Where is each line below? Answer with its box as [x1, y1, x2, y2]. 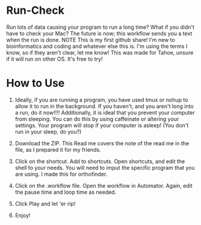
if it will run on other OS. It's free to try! [6, 55, 103, 62]
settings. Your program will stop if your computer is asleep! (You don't [14, 121, 189, 129]
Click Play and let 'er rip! [14, 200, 76, 207]
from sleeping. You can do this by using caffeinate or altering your [14, 115, 179, 122]
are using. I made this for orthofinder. [14, 170, 108, 178]
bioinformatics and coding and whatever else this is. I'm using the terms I [6, 43, 188, 50]
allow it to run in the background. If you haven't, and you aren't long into [14, 103, 194, 110]
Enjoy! [14, 211, 31, 219]
